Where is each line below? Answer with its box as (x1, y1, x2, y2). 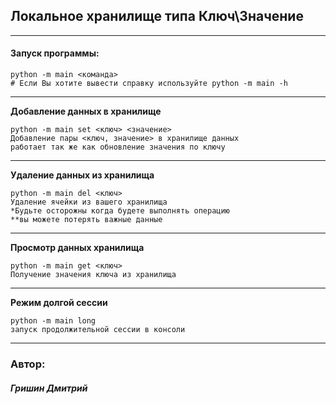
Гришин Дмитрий (10, 382, 88, 394)
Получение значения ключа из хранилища (10, 270, 177, 280)
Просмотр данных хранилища (10, 242, 145, 254)
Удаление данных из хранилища (10, 169, 155, 181)
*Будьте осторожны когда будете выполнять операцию (10, 206, 230, 216)
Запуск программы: (10, 47, 100, 59)
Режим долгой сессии (10, 297, 108, 309)
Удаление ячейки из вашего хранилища (10, 197, 168, 208)
